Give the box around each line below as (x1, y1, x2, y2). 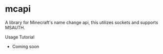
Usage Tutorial (5, 34, 35, 40)
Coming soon (12, 43, 40, 49)
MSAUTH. (5, 24, 25, 30)
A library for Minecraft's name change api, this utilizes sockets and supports (5, 19, 159, 25)
